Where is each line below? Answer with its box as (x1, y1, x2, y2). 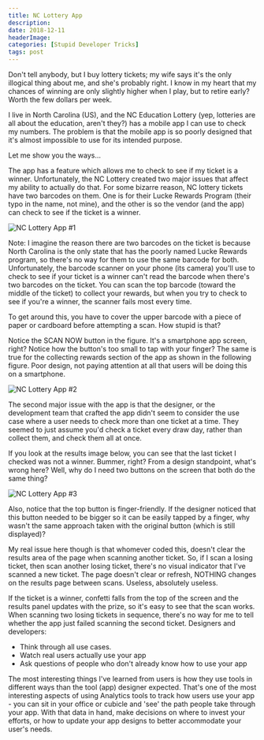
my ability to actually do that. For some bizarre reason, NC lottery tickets (8, 183, 244, 192)
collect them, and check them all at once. (8, 433, 142, 442)
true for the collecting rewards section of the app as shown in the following (8, 352, 252, 362)
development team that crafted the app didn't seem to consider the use (8, 408, 240, 418)
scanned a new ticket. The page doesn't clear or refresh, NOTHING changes (8, 570, 257, 579)
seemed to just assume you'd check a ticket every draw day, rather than (8, 425, 243, 434)
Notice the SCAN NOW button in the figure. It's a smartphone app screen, (8, 336, 247, 345)
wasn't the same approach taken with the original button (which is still (8, 521, 236, 530)
